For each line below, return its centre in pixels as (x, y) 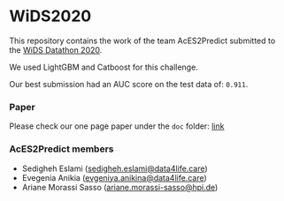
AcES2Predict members (61, 149)
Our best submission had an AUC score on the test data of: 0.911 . (129, 84)
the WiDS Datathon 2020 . (56, 49)
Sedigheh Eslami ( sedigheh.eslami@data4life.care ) (115, 168)
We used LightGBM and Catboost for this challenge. (104, 67)
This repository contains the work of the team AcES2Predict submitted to (142, 41)
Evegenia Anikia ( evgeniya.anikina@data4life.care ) (115, 177)
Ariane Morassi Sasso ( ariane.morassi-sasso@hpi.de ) (120, 187)
